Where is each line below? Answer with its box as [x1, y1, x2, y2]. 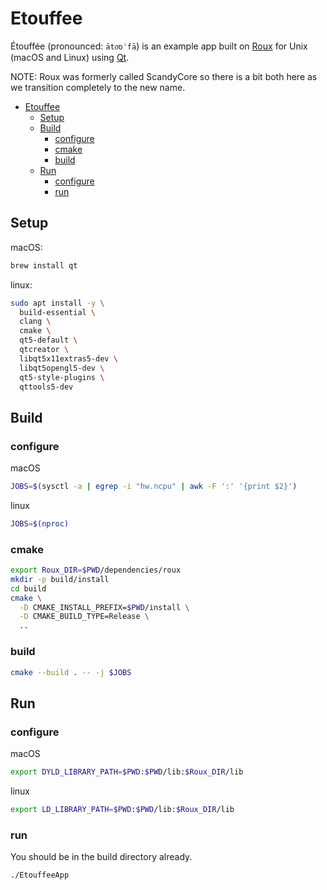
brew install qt [10, 260, 78, 271]
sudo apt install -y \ [10, 298, 105, 308]
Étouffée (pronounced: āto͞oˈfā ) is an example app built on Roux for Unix [10, 40, 308, 52]
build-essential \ [19, 307, 97, 317]
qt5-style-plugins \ [19, 372, 105, 382]
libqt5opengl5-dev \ [19, 363, 105, 373]
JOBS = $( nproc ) [10, 518, 70, 529]
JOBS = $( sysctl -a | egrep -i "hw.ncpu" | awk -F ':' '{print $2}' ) [10, 482, 298, 492]
